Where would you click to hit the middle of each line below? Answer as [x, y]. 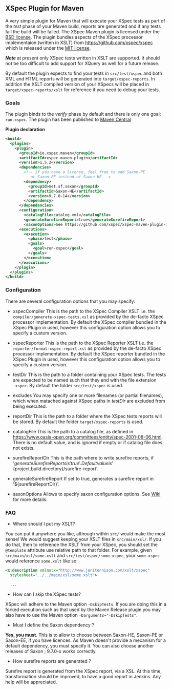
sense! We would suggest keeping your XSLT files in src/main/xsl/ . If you [83, 539]
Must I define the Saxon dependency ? [53, 625]
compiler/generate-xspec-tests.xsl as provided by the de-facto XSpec [88, 317]
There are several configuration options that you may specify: [70, 301]
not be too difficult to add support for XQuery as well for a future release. [82, 63]
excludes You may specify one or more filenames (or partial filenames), [88, 395]
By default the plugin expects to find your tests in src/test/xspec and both [84, 73]
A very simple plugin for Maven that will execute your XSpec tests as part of [85, 20]
